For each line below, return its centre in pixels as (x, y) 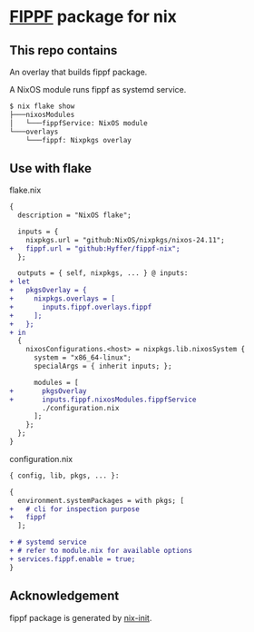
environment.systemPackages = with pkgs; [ (101, 500)
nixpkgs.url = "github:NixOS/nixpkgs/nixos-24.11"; (125, 240)
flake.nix (25, 190)
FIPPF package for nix (93, 17)
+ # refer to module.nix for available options (101, 551)
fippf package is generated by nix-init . (81, 617)
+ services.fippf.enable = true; (73, 559)
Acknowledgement (64, 596)
